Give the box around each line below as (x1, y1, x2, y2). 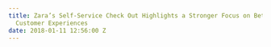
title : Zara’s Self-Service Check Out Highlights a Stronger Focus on (8, 11, 251, 20)
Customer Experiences (15, 19, 89, 27)
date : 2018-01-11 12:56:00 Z (8, 26, 106, 34)
